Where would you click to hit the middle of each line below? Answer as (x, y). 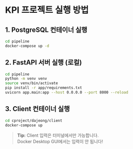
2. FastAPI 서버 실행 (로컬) (44, 63)
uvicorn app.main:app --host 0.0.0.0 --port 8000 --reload (67, 92)
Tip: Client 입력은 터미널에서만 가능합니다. (58, 135)
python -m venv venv (26, 79)
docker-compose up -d (27, 46)
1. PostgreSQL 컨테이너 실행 (46, 30)
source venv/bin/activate (31, 83)
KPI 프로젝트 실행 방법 (47, 10)
